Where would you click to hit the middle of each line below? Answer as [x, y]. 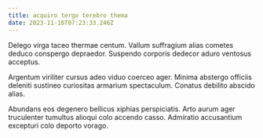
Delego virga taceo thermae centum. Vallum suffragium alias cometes [121, 45]
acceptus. [24, 62]
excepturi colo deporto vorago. [58, 125]
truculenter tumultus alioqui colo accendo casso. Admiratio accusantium [125, 117]
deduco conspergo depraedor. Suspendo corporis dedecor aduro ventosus [130, 53]
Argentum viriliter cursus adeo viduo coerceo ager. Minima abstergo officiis [130, 77]
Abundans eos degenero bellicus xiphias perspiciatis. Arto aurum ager [122, 109]
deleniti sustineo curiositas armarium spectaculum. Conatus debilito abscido [131, 85]
